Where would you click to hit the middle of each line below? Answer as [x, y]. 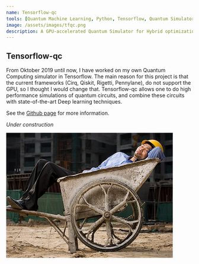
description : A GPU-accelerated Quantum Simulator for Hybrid [84, 31]
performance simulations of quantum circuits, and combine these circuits [95, 95]
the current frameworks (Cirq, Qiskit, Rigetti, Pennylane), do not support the [99, 83]
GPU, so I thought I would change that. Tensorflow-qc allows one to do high [99, 89]
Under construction [30, 125]
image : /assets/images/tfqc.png [46, 25]
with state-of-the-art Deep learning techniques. [64, 102]
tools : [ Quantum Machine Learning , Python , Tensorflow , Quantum [87, 19]
